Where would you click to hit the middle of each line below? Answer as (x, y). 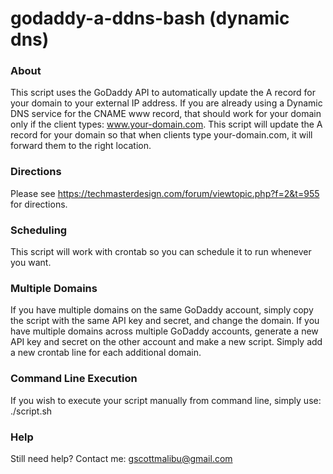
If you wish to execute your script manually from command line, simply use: (166, 400)
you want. (31, 263)
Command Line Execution (74, 379)
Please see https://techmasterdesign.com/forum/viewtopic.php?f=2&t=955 (165, 193)
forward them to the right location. (81, 146)
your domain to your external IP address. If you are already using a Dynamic (166, 103)
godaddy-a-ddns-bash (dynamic (150, 18)
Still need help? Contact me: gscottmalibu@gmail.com (121, 458)
